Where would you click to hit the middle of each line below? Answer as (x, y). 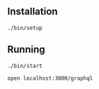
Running (27, 50)
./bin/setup (25, 28)
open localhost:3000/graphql (50, 78)
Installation (33, 12)
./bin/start (25, 66)
